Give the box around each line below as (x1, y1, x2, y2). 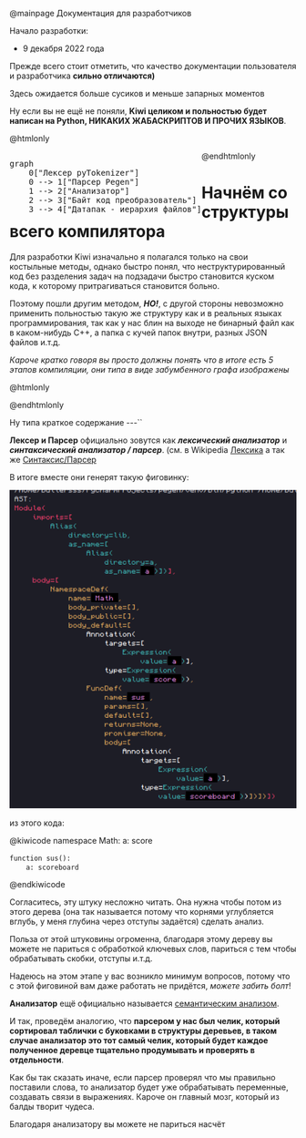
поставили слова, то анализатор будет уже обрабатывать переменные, (9, 1082, 289, 1092)
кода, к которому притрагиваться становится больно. (9, 280, 220, 291)
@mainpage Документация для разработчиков (9, 8, 192, 18)
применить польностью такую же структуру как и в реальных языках (9, 307, 282, 318)
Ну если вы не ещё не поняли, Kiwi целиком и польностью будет (9, 106, 267, 117)
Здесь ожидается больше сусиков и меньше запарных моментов (9, 88, 265, 98)
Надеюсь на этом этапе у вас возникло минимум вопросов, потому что (9, 970, 291, 982)
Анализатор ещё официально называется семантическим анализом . (9, 998, 280, 1010)
